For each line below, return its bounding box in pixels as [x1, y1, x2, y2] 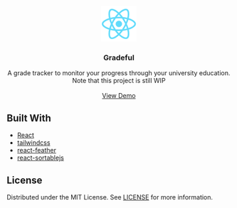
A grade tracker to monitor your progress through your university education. [7, 69, 231, 77]
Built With [6, 112, 51, 124]
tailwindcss [16, 138, 51, 147]
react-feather [16, 146, 56, 155]
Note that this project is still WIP [72, 77, 166, 85]
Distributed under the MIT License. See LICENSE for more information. [6, 192, 214, 201]
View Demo [102, 92, 136, 100]
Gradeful [103, 53, 135, 62]
